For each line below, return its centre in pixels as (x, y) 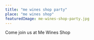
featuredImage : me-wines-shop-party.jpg (47, 19)
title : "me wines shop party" (36, 10)
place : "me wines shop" (30, 14)
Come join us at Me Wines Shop (38, 33)
